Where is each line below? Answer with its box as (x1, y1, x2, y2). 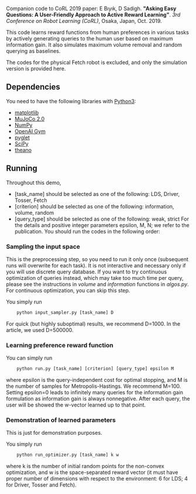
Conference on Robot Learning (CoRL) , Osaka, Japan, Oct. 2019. (6, 18, 162, 24)
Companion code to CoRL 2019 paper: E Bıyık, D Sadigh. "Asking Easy (6, 5, 177, 12)
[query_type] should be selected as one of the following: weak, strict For (14, 215, 189, 222)
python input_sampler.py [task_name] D (16, 309, 114, 316)
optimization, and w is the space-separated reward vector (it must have (6, 469, 178, 476)
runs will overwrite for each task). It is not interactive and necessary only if (6, 262, 186, 269)
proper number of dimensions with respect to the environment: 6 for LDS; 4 (6, 475, 188, 482)
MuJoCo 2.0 (14, 115, 45, 122)
